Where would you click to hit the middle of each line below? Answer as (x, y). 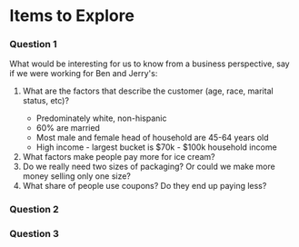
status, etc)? (46, 101)
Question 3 (34, 234)
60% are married (68, 128)
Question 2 (34, 210)
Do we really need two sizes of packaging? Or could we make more (149, 167)
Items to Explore (72, 16)
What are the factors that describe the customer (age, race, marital (148, 91)
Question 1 (33, 44)
